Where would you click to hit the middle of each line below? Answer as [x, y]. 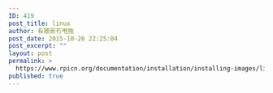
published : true [36, 76]
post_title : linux [39, 23]
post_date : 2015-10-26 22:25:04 [63, 38]
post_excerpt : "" [38, 46]
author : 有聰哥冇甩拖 [41, 31]
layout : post [30, 53]
